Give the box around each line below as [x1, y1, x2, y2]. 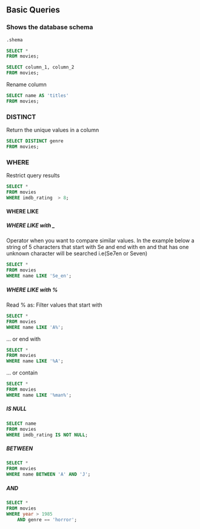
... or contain [6, 369, 38, 376]
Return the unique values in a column [6, 127, 99, 134]
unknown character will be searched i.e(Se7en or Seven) [6, 250, 148, 257]
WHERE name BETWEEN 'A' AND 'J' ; [6, 471, 91, 477]
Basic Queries [6, 5, 61, 15]
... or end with [6, 335, 41, 342]
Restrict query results [6, 172, 60, 179]
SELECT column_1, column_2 [6, 64, 75, 70]
